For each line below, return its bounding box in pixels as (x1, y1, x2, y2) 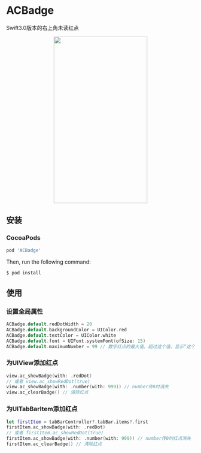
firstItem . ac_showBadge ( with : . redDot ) (6, 424, 106, 430)
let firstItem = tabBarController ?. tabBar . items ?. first (6, 419, 148, 425)
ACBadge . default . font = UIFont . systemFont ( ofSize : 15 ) (6, 338, 146, 344)
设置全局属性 (6, 307, 44, 315)
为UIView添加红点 (6, 359, 59, 367)
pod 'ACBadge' (6, 247, 42, 253)
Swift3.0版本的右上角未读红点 (6, 24, 79, 31)
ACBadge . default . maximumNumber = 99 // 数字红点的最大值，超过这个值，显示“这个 (6, 343, 196, 349)
